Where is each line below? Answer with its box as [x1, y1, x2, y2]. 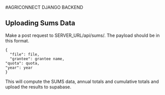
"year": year [5, 65, 33, 70]
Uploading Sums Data [5, 19, 75, 27]
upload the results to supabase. [5, 83, 72, 90]
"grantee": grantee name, [10, 56, 65, 61]
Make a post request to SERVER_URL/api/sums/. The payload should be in [5, 32, 160, 38]
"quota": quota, [5, 61, 40, 66]
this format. [5, 37, 29, 43]
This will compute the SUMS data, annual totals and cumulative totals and [5, 78, 159, 84]
